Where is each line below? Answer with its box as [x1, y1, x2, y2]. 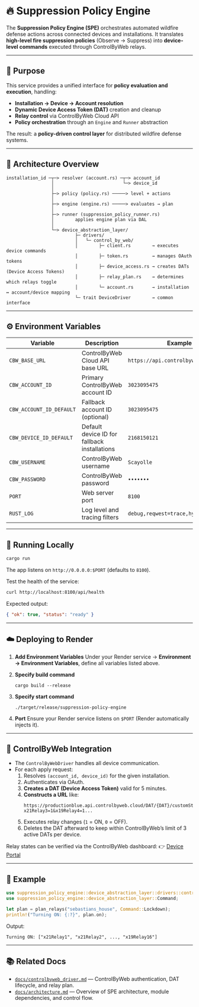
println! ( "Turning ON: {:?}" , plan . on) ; [6, 911, 108, 918]
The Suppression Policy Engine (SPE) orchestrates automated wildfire [6, 24, 179, 31]
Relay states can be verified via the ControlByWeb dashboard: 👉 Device [6, 843, 184, 850]
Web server [82, 489, 114, 497]
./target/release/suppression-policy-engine [14, 704, 127, 710]
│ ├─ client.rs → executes [75, 243, 179, 248]
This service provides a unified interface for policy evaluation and [6, 81, 168, 89]
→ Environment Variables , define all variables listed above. [14, 659, 160, 666]
